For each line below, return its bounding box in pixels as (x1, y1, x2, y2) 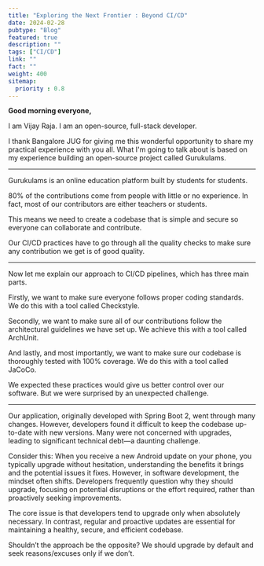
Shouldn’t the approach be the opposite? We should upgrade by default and (8, 540, 254, 550)
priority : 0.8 (15, 84, 65, 93)
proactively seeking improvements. (8, 493, 122, 503)
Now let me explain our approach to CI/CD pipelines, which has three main (8, 269, 250, 279)
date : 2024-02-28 (8, 19, 65, 27)
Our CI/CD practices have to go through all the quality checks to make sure (8, 238, 251, 248)
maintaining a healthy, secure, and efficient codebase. (8, 525, 184, 535)
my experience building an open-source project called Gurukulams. (8, 153, 226, 163)
